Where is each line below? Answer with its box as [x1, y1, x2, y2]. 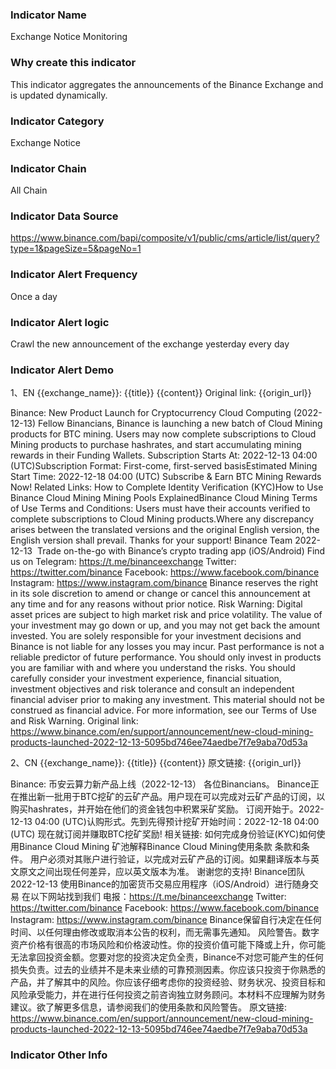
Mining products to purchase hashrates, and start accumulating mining [10, 439, 302, 451]
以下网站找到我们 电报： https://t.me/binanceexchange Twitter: [29, 891, 287, 903]
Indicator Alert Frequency [10, 268, 138, 282]
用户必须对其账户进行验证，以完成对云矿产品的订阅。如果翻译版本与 [29, 853, 311, 865]
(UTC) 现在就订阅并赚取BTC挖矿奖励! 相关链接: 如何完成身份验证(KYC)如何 [10, 828, 317, 840]
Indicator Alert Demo [10, 363, 114, 377]
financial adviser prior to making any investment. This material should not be [10, 694, 325, 706]
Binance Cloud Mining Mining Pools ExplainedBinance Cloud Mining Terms [10, 492, 318, 504]
